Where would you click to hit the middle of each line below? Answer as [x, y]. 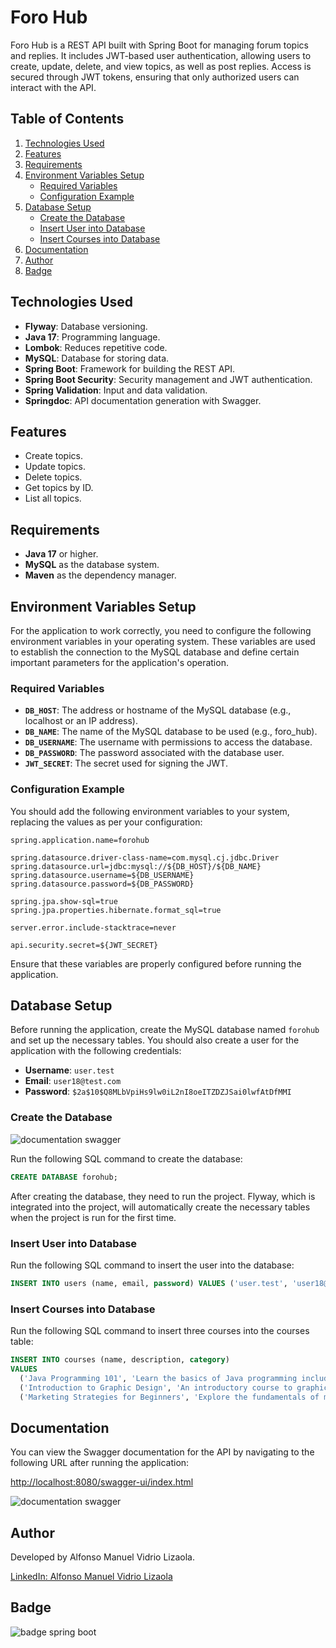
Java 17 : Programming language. [92, 337]
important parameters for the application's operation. [119, 662]
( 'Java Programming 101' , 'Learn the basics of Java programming [158, 1378]
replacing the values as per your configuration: [106, 822]
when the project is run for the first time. [93, 1217]
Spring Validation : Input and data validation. [116, 390]
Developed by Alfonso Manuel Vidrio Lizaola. [102, 1557]
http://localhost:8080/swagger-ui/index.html [102, 1482]
